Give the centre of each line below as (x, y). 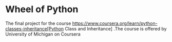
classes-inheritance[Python (35, 28)
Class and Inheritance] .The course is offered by (116, 28)
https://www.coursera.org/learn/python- (115, 23)
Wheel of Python (42, 9)
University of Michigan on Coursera (43, 34)
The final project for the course (38, 23)
